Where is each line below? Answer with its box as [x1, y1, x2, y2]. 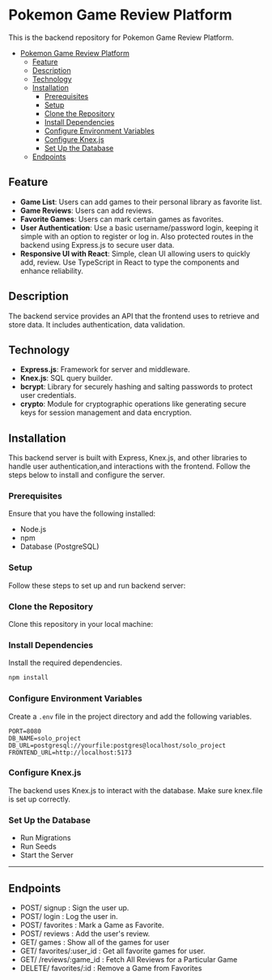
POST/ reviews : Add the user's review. [19, 928, 151, 939]
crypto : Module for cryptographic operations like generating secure [19, 399, 247, 409]
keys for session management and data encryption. [19, 408, 192, 417]
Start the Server [19, 850, 74, 860]
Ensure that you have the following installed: [8, 509, 156, 519]
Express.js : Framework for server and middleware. [19, 365, 190, 374]
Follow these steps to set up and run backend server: [8, 581, 186, 590]
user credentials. [19, 391, 77, 400]
